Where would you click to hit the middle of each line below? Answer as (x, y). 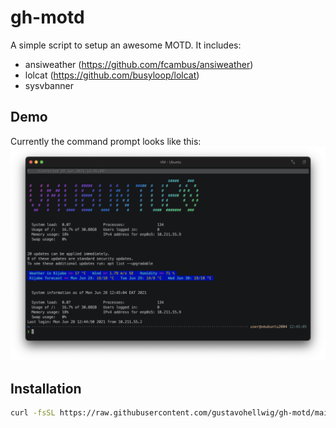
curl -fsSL (33, 413)
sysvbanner (49, 85)
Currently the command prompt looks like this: (106, 141)
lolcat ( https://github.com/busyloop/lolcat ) (112, 75)
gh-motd (47, 17)
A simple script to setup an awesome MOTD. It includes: (126, 45)
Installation (46, 388)
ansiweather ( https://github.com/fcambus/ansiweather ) (139, 64)
